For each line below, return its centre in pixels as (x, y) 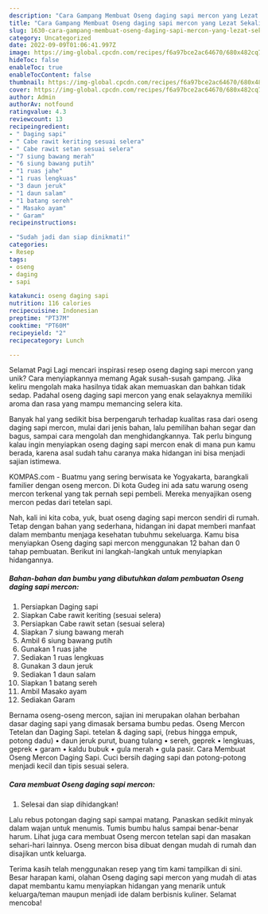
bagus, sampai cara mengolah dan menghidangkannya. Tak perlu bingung (131, 436)
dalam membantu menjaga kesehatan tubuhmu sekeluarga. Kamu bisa (124, 535)
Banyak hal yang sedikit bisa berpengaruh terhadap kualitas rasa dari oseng (133, 420)
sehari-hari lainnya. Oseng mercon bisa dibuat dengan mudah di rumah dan (133, 846)
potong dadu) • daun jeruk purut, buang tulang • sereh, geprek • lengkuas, (132, 740)
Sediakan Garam (48, 700)
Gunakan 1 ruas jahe (54, 649)
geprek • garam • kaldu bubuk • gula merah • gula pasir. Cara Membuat (127, 749)
